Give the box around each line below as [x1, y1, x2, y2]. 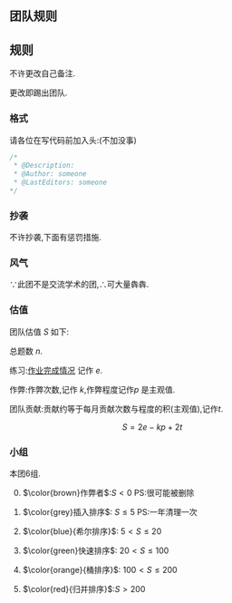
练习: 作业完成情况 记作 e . [9, 365, 103, 375]
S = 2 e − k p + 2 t [121, 421, 183, 433]
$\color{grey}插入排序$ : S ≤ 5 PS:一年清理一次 [22, 507, 198, 518]
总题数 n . [9, 345, 43, 356]
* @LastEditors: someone [13, 178, 107, 188]
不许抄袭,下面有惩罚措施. [9, 232, 102, 243]
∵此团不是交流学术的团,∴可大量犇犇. [9, 279, 150, 290]
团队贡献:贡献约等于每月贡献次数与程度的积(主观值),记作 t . [9, 403, 224, 414]
